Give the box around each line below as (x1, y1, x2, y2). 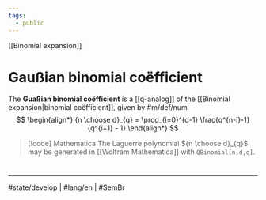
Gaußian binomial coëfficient (8, 68, 203, 86)
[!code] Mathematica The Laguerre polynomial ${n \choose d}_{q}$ (27, 139, 249, 149)
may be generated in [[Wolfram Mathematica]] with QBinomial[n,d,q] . (27, 147, 256, 157)
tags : (8, 11, 26, 20)
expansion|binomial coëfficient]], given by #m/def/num (8, 103, 188, 112)
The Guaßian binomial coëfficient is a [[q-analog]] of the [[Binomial (8, 94, 231, 104)
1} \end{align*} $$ (120, 123, 179, 133)
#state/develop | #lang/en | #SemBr (8, 183, 125, 192)
